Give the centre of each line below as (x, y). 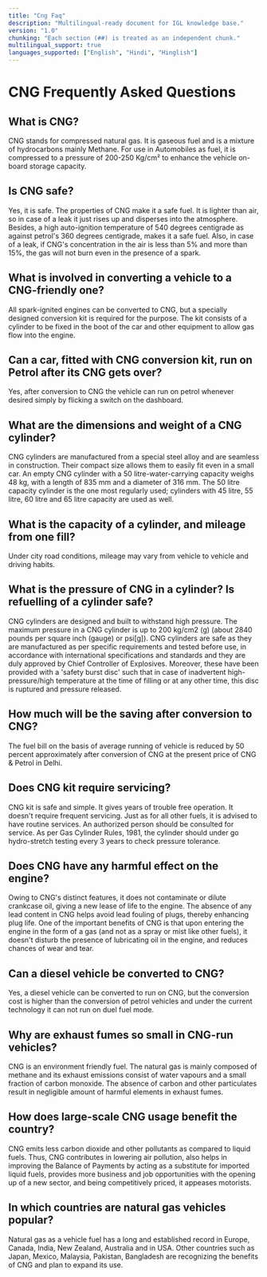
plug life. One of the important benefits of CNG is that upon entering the (126, 923)
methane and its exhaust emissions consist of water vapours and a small (128, 1074)
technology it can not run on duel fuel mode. (81, 1010)
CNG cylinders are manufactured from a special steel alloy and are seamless (134, 457)
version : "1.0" (33, 30)
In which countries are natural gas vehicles (117, 1208)
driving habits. (32, 565)
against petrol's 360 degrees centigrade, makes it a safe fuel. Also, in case (131, 235)
